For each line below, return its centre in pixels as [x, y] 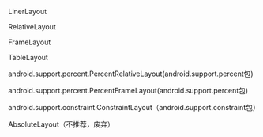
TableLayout [28, 57]
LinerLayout [28, 11]
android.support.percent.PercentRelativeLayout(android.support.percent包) [131, 74]
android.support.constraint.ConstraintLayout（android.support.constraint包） [134, 107]
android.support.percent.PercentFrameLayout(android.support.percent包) [128, 91]
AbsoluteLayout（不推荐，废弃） [61, 124]
